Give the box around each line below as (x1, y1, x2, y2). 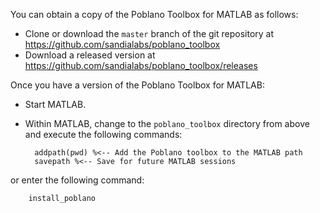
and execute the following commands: (24, 129, 183, 140)
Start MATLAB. (24, 99, 87, 110)
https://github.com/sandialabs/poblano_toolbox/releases (24, 60, 258, 71)
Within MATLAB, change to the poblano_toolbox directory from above (24, 118, 310, 129)
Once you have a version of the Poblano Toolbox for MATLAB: (10, 79, 265, 91)
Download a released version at (24, 49, 156, 61)
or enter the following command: (10, 174, 145, 186)
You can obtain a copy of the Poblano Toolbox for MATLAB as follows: (10, 9, 299, 20)
